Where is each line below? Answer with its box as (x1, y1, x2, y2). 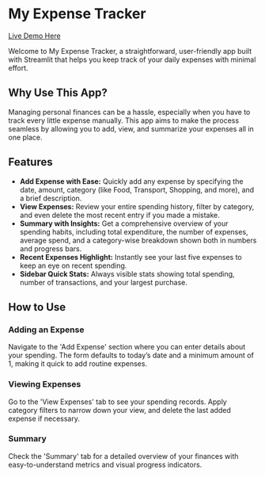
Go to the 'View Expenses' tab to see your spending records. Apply (8, 397, 227, 406)
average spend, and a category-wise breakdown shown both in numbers (19, 235, 257, 245)
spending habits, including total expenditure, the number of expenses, (19, 227, 248, 236)
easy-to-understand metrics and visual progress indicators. (8, 460, 203, 469)
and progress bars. (19, 243, 82, 254)
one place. (8, 132, 43, 142)
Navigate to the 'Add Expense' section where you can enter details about (8, 342, 246, 352)
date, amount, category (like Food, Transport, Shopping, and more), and (19, 185, 255, 194)
